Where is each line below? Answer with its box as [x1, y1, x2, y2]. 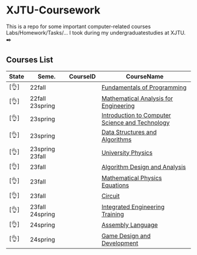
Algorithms [101, 135, 132, 144]
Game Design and [101, 232, 151, 240]
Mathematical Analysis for [101, 94, 173, 103]
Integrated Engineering [101, 203, 165, 211]
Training [101, 210, 124, 218]
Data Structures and [101, 128, 157, 136]
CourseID [69, 72, 96, 80]
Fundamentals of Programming [101, 83, 187, 91]
